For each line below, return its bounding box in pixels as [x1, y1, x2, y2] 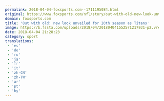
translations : [5, 39, 34, 44]
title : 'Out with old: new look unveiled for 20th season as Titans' [5, 20, 150, 26]
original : [5, 12, 25, 17]
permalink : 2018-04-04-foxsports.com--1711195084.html [5, 7, 119, 12]
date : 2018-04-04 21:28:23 [5, 30, 60, 34]
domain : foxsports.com [5, 16, 51, 21]
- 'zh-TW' [7, 75, 27, 80]
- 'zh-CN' [7, 70, 27, 75]
